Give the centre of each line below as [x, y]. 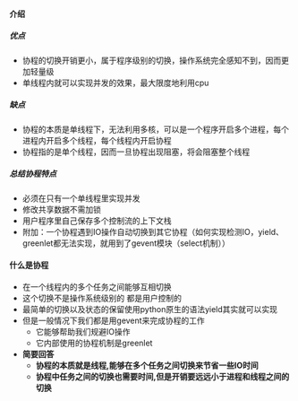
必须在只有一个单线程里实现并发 [81, 198]
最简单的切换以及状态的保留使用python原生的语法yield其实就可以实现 [150, 309]
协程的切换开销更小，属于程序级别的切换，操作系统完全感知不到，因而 [152, 60]
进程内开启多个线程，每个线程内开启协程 [97, 140]
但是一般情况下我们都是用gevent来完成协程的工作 [113, 320]
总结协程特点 [33, 174]
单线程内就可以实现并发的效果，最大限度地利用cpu [115, 83]
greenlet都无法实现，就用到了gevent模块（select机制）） [126, 243]
